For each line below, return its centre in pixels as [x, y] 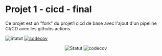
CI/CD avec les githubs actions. [38, 28]
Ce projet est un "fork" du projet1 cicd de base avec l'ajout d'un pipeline [81, 23]
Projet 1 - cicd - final [49, 9]
